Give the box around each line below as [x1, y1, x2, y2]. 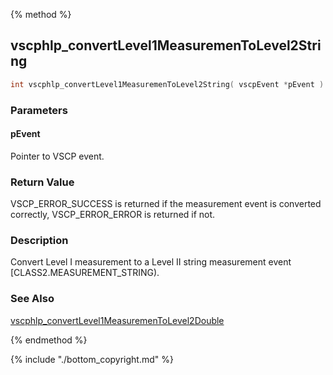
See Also [10, 292, 55, 306]
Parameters [10, 103, 68, 117]
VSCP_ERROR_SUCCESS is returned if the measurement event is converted [10, 198, 322, 210]
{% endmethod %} [10, 334, 88, 346]
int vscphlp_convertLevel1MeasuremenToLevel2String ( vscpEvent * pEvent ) [10, 79, 325, 89]
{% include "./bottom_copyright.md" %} [10, 353, 174, 365]
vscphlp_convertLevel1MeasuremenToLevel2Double [10, 314, 225, 326]
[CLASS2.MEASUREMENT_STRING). [10, 267, 160, 279]
